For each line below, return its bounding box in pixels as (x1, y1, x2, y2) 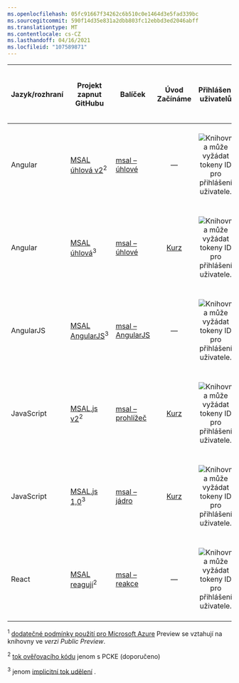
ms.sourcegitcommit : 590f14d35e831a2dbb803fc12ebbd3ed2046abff (7, 17, 199, 24)
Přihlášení (198, 85, 233, 95)
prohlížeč (115, 413, 147, 423)
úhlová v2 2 (70, 163, 107, 175)
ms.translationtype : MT (7, 24, 78, 31)
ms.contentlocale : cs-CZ (7, 30, 81, 38)
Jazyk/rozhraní (11, 89, 64, 99)
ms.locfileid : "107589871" (7, 43, 87, 51)
